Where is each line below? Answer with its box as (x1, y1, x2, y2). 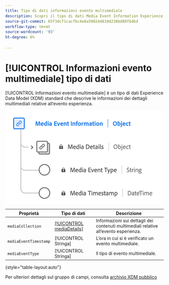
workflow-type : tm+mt (5, 24, 51, 29)
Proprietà (19, 210, 39, 216)
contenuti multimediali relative (96, 223, 158, 229)
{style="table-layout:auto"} (5, 264, 61, 270)
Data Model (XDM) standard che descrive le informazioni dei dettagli (5, 95, 147, 101)
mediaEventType (7, 251, 39, 257)
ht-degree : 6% (5, 35, 35, 40)
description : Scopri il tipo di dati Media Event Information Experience (5, 13, 163, 19)
